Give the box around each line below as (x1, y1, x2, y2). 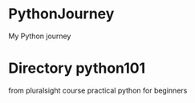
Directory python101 (8, 59, 146, 77)
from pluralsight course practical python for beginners (8, 85, 188, 95)
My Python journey (8, 31, 71, 41)
